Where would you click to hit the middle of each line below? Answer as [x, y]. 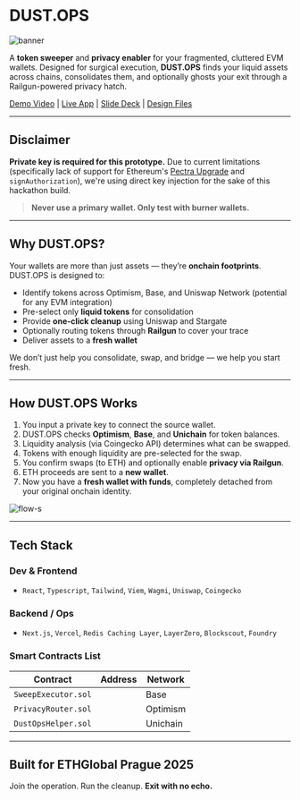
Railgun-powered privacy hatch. [68, 86]
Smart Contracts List [55, 656]
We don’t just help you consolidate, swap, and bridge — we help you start [145, 357]
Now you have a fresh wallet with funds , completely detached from [147, 482]
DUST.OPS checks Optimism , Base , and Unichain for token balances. [151, 434]
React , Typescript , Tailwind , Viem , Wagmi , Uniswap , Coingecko [132, 591]
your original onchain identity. [77, 491]
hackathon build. [40, 190]
